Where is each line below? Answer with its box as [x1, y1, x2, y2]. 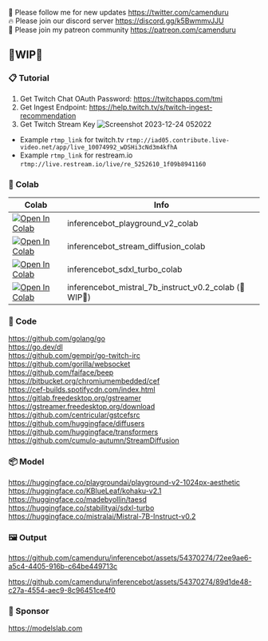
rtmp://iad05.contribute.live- [125, 136, 230, 144]
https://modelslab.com [8, 623, 83, 633]
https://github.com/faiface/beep [8, 368, 114, 377]
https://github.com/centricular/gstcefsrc [8, 410, 140, 420]
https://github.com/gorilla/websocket [8, 360, 131, 369]
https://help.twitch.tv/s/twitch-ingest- [89, 102, 213, 112]
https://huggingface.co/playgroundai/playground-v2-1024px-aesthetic [8, 477, 241, 487]
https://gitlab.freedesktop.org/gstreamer [8, 393, 142, 403]
